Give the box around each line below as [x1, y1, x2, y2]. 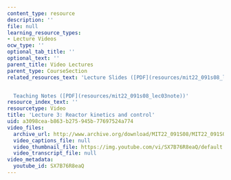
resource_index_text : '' [7, 99, 78, 106]
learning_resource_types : [7, 29, 81, 36]
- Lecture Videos [7, 36, 57, 43]
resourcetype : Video [7, 105, 67, 112]
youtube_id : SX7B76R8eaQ [13, 163, 85, 170]
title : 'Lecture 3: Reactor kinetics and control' [7, 111, 155, 119]
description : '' [7, 16, 54, 23]
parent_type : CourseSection [7, 67, 88, 74]
